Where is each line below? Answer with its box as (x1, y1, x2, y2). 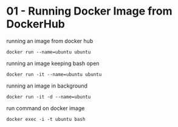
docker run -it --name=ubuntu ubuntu (6, 71, 102, 77)
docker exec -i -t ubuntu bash (6, 116, 86, 122)
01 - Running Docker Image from (6, 4, 173, 18)
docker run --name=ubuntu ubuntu (6, 49, 91, 55)
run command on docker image (6, 105, 85, 112)
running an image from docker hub (6, 37, 94, 44)
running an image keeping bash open (6, 60, 100, 67)
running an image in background (6, 82, 88, 89)
